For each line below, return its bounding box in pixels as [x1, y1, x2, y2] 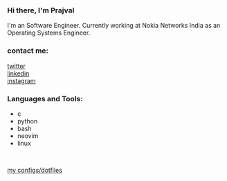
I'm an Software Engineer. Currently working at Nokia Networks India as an [7, 21, 221, 30]
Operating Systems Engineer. [7, 28, 91, 37]
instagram [7, 76, 36, 85]
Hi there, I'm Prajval [7, 6, 75, 15]
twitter [7, 62, 26, 70]
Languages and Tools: [7, 94, 83, 103]
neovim [17, 131, 39, 140]
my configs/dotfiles [7, 166, 62, 174]
